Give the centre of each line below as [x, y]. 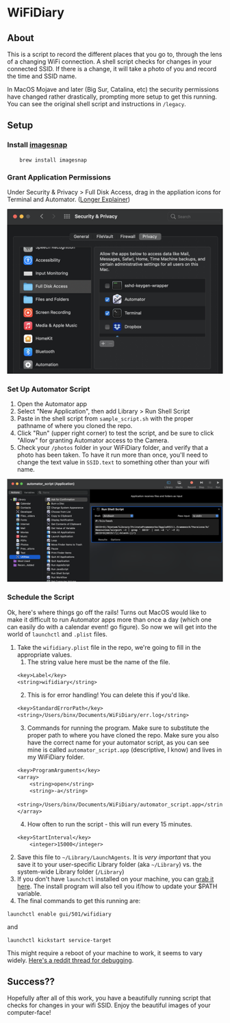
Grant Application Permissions [59, 177]
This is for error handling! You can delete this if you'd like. [108, 695]
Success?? [31, 982]
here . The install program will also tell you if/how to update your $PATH [117, 886]
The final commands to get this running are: [79, 900]
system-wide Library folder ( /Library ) [71, 872]
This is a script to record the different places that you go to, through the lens [115, 54]
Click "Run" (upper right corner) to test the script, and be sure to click [115, 433]
